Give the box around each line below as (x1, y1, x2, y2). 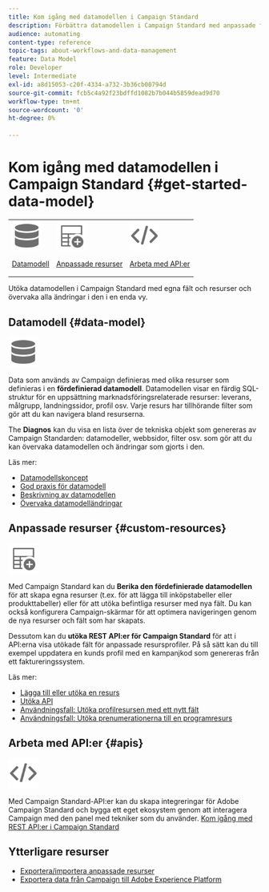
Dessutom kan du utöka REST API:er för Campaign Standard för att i (8, 631, 236, 640)
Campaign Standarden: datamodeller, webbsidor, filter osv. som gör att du (8, 434, 252, 442)
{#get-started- (147, 176, 248, 194)
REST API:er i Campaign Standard (8, 821, 120, 831)
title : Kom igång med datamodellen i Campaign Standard (8, 13, 199, 21)
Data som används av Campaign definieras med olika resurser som (8, 375, 230, 385)
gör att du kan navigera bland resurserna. (8, 410, 146, 418)
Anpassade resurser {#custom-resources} (8, 522, 227, 535)
